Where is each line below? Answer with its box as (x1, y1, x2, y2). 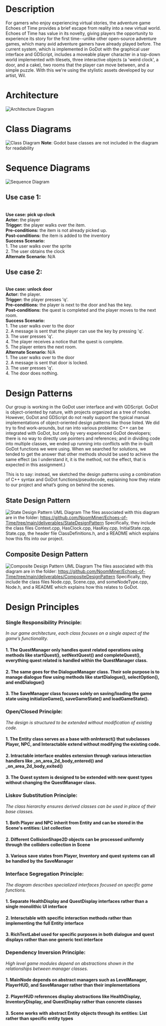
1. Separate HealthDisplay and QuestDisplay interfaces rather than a (5, 898, 148, 904)
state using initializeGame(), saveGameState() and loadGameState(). (5, 696, 149, 702)
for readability (5, 145, 34, 151)
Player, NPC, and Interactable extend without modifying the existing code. (5, 741, 161, 747)
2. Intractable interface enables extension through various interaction (5, 752, 152, 758)
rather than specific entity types (5, 1015, 73, 1021)
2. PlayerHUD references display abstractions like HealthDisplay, (5, 993, 141, 999)
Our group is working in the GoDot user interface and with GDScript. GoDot (5, 404, 158, 410)
